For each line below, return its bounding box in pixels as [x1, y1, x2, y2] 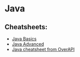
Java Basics [11, 36, 37, 42]
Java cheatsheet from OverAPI [11, 47, 75, 52]
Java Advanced [11, 41, 44, 47]
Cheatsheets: [4, 23, 48, 31]
